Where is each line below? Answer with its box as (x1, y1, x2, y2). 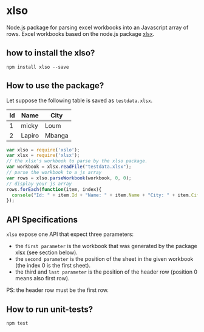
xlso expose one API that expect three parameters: (6, 230, 134, 238)
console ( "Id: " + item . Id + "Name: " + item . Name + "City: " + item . (12, 192, 192, 198)
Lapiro (21, 131, 39, 140)
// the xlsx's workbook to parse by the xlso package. (6, 158, 148, 164)
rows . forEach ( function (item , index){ (6, 186, 102, 192)
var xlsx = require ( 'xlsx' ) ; (6, 153, 80, 159)
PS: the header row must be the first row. (6, 286, 109, 294)
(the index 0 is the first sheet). (15, 262, 91, 269)
